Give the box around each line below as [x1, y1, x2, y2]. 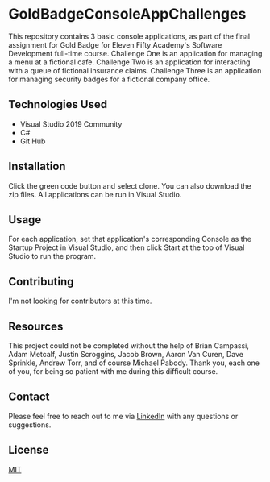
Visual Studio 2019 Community [19, 118, 123, 129]
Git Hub [19, 136, 46, 146]
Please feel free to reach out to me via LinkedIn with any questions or [8, 411, 239, 421]
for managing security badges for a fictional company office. [8, 74, 210, 84]
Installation [8, 160, 66, 173]
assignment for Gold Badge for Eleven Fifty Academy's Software [8, 39, 222, 49]
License [8, 443, 49, 457]
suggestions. [8, 420, 52, 430]
